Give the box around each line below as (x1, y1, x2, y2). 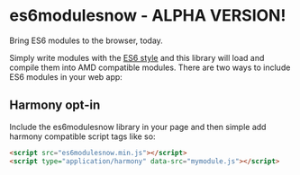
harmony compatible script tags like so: (9, 131, 156, 142)
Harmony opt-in (9, 98, 101, 113)
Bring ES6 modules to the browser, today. (9, 35, 164, 46)
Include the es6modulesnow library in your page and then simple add (9, 121, 267, 132)
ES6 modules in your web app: (9, 71, 123, 82)
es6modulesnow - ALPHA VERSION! (9, 5, 286, 26)
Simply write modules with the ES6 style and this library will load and (9, 52, 265, 63)
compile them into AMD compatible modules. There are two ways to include (9, 62, 291, 73)
